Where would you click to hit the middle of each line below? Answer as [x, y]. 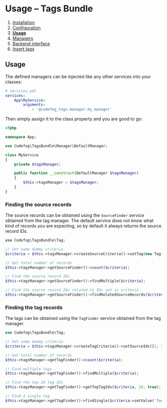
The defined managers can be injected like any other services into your [78, 76]
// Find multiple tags [29, 369]
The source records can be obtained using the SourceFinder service [75, 215]
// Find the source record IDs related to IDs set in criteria [72, 290]
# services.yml [21, 91]
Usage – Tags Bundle [49, 9]
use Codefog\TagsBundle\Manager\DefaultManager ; [56, 146]
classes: [14, 82]
